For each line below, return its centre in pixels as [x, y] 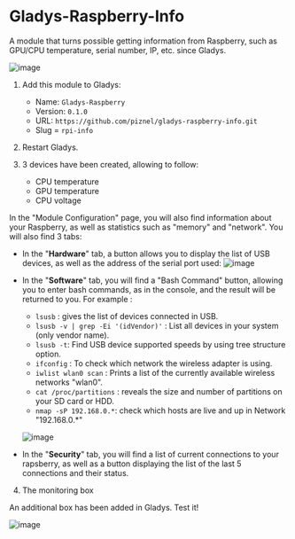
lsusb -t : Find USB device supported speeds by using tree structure [160, 344]
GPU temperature [67, 191]
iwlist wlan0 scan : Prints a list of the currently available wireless [155, 372]
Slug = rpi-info [64, 129]
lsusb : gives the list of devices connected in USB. [127, 316]
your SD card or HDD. [75, 401]
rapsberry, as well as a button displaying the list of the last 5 [132, 464]
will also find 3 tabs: [46, 236]
